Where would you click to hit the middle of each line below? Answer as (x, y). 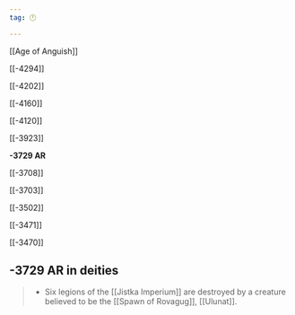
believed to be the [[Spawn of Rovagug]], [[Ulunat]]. (141, 302)
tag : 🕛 (23, 17)
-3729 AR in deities (64, 271)
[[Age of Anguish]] (44, 51)
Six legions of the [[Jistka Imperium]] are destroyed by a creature (165, 292)
